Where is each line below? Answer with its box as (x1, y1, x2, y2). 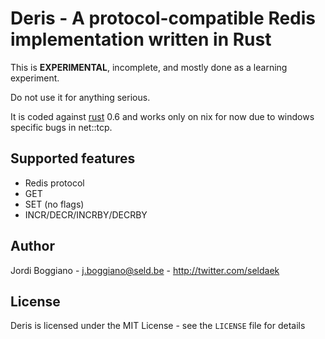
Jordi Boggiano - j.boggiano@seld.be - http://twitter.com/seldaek (10, 264, 280, 276)
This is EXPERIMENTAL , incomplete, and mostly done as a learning (10, 61, 288, 73)
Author (10, 238, 55, 255)
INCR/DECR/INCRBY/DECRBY (24, 208, 148, 221)
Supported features (10, 150, 136, 167)
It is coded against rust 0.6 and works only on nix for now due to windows (10, 110, 315, 122)
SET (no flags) (24, 198, 85, 210)
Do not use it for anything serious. (10, 91, 151, 103)
